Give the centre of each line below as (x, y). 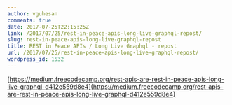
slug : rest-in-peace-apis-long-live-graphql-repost (84, 40)
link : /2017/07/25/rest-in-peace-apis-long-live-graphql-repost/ (104, 33)
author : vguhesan (33, 14)
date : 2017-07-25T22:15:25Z (48, 27)
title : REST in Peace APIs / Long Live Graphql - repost (92, 46)
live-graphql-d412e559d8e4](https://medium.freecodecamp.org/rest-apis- (115, 86)
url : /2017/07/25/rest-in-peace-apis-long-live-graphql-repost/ (103, 53)
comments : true (29, 20)
